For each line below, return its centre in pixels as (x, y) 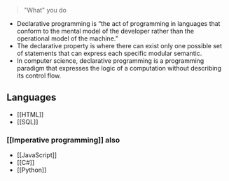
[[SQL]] (27, 122)
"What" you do (45, 10)
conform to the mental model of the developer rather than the (105, 31)
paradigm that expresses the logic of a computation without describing (119, 68)
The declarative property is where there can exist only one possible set (119, 46)
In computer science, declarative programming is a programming (110, 61)
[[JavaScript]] (37, 155)
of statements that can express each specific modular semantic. (109, 53)
